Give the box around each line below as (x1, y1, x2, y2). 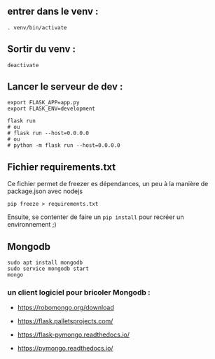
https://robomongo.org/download (17, 304, 114, 312)
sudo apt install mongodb (7, 259, 83, 267)
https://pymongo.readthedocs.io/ (17, 344, 113, 353)
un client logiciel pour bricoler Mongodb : (7, 287, 151, 297)
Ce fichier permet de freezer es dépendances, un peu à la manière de (7, 180, 209, 188)
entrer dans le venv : (7, 6, 99, 17)
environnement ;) (7, 220, 57, 229)
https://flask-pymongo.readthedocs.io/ (17, 330, 130, 339)
